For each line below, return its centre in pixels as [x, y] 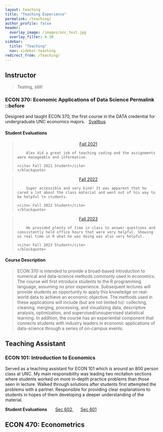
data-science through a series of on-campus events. [70, 328]
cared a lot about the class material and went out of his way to [86, 192]
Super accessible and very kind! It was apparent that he [86, 188]
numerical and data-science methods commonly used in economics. [86, 276]
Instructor [21, 75]
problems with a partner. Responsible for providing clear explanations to [78, 389]
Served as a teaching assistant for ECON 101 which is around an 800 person [82, 368]
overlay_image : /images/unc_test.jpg [48, 32]
